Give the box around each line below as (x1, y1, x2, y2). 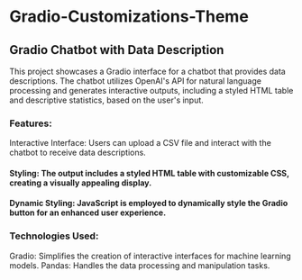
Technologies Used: (9, 230, 99, 242)
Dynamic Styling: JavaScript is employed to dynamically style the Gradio (9, 198, 288, 209)
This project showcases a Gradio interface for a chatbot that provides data (9, 66, 286, 77)
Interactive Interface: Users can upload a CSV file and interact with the (9, 138, 272, 149)
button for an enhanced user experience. (9, 207, 167, 218)
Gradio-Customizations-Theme (9, 6, 250, 27)
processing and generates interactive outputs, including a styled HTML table (9, 86, 294, 95)
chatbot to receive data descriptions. (9, 147, 146, 158)
